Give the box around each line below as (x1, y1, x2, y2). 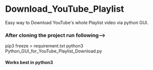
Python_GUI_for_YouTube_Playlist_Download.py (5, 48, 102, 54)
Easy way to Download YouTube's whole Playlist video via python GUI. (5, 20, 149, 25)
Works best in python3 (5, 59, 53, 65)
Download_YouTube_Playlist (5, 3, 124, 15)
